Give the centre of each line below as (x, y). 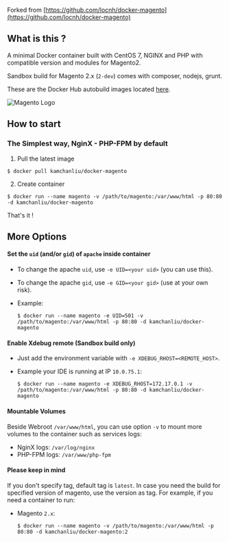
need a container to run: (41, 499)
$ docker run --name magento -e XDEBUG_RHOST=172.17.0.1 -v (105, 384)
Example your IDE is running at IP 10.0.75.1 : (80, 372)
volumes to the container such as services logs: (75, 434)
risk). (24, 290)
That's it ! (21, 215)
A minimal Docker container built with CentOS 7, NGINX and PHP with (105, 55)
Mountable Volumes (37, 411)
